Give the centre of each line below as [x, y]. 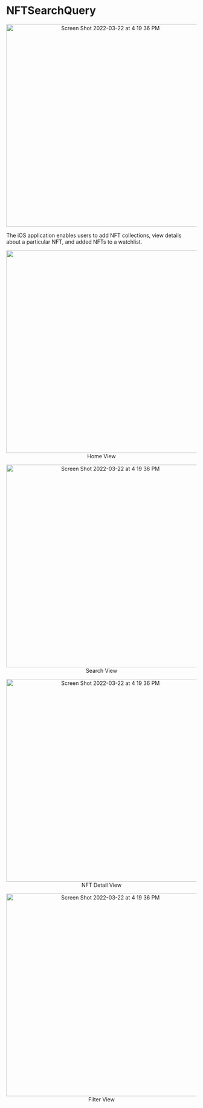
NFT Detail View [101, 885]
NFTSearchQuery [51, 11]
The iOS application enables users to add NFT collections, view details [94, 235]
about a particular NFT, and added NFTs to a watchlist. [74, 242]
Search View [101, 670]
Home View [101, 456]
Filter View [101, 1099]
